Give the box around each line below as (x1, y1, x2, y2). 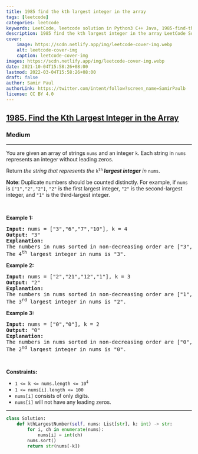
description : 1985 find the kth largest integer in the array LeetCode (6, 31, 186, 37)
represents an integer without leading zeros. (6, 156, 114, 163)
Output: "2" (6, 279, 41, 286)
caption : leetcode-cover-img (16, 53, 88, 59)
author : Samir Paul (6, 80, 54, 86)
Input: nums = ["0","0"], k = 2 (6, 320, 100, 327)
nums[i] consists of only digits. (14, 393, 90, 400)
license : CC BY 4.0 (6, 91, 54, 97)
